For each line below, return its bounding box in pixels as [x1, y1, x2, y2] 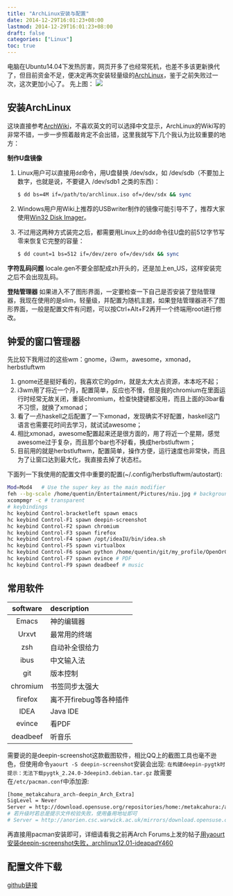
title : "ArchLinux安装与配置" [7, 10, 89, 17]
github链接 [7, 881, 38, 889]
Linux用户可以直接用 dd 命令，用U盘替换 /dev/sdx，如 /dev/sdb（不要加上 [17, 168, 225, 177]
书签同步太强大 [50, 682, 99, 691]
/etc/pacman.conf [13, 778, 64, 785]
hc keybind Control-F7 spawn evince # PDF [7, 555, 132, 562]
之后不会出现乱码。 [7, 272, 62, 281]
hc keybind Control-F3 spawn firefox [7, 529, 116, 536]
